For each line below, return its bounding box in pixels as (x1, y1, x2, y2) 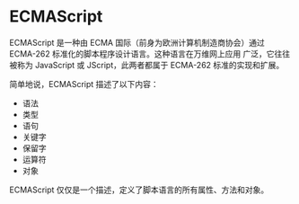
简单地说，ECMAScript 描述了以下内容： (9, 78, 159, 89)
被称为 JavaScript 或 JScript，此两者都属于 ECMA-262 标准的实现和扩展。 (9, 59, 285, 70)
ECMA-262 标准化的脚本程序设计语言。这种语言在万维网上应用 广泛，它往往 (9, 48, 291, 59)
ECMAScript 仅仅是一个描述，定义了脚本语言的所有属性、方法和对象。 (9, 184, 269, 195)
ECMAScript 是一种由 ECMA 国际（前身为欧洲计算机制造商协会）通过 (9, 37, 265, 48)
